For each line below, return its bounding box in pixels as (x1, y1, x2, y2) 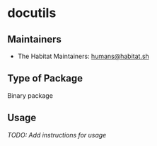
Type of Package (7, 72, 83, 84)
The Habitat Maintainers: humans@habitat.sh (17, 52, 150, 60)
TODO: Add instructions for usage (7, 130, 107, 139)
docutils (7, 5, 57, 21)
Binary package (7, 91, 53, 100)
